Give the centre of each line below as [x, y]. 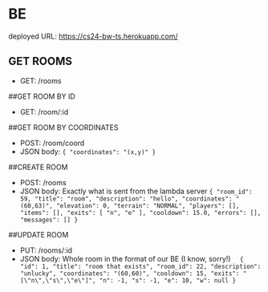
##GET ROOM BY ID [42, 96]
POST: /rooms [43, 182]
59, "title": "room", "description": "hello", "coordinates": [126, 199]
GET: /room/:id [44, 112]
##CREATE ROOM [38, 167]
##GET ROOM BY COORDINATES [63, 127]
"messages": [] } [49, 220]
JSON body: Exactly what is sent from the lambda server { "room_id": [136, 191]
